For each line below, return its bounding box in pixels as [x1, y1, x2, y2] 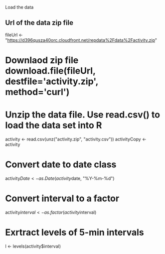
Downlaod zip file [5, 55, 79, 66]
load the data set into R [5, 120, 102, 131]
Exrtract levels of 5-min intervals [5, 227, 144, 238]
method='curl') [5, 87, 70, 98]
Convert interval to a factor [5, 193, 120, 204]
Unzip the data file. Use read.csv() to [5, 109, 161, 121]
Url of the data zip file [5, 18, 74, 27]
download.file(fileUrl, [5, 65, 96, 76]
